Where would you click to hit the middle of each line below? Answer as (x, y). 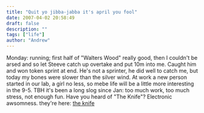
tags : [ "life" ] (26, 35)
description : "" (27, 29)
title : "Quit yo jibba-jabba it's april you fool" (72, 12)
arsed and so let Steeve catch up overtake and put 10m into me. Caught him (101, 64)
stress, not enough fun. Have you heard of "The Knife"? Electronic (89, 97)
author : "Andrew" (28, 40)
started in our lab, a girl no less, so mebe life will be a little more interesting (100, 84)
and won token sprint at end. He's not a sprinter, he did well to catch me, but (102, 71)
